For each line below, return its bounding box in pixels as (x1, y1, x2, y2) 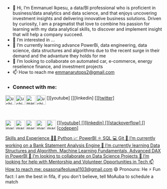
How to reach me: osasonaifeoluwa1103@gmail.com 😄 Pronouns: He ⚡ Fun (5, 166, 161, 172)
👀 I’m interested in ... (12, 37, 55, 43)
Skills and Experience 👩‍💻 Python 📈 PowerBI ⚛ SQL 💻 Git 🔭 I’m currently (5, 135, 155, 141)
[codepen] (57, 125, 79, 131)
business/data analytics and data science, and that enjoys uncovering (12, 10, 157, 16)
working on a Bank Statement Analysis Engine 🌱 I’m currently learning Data (5, 142, 160, 148)
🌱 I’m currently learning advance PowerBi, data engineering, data (12, 42, 147, 48)
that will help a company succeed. (12, 32, 84, 37)
